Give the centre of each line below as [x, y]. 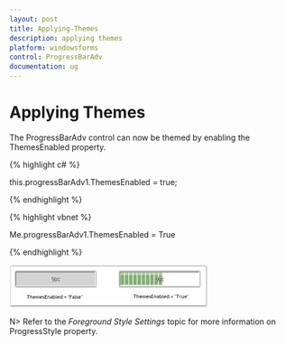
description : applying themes [66, 38]
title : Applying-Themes [54, 28]
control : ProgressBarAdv [56, 57]
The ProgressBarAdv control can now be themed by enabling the [130, 137]
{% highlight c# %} [45, 164]
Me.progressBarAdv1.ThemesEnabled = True [92, 234]
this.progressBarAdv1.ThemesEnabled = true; [93, 182]
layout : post [34, 19]
